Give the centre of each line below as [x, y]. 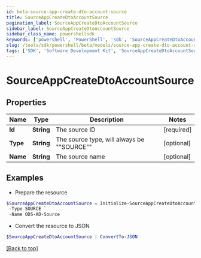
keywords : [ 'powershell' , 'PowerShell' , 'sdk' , [67, 40]
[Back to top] [22, 248]
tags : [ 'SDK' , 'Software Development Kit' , [61, 51]
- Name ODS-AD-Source [34, 214]
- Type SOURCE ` [28, 209]
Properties [26, 103]
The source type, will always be [100, 139]
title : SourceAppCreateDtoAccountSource [57, 17]
